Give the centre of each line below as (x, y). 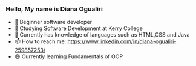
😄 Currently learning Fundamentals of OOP (69, 56)
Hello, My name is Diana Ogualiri (54, 9)
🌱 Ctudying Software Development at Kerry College (78, 28)
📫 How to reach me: (40, 41)
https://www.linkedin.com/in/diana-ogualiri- (122, 41)
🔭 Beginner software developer (53, 22)
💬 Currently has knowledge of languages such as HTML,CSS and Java (102, 35)
